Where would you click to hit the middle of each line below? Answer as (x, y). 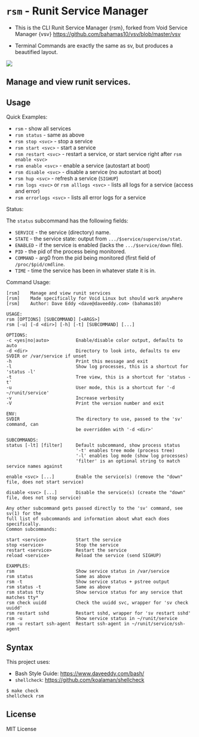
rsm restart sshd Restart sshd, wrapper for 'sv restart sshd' (99, 613)
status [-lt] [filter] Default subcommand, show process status (93, 446)
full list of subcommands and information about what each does (88, 519)
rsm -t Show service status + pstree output (88, 582)
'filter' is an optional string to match (128, 461)
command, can (22, 425)
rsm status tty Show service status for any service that (95, 592)
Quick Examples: (27, 117)
